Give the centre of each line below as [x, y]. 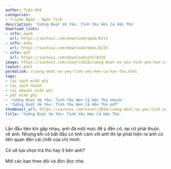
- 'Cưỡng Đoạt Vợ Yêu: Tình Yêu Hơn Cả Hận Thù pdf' [62, 105]
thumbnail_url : [21, 109]
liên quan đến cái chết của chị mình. [43, 139]
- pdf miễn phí [21, 95]
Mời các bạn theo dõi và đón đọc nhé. [45, 161]
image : [12, 62]
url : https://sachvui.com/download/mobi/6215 [59, 48]
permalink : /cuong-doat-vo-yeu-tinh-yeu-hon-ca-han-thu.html [72, 72]
